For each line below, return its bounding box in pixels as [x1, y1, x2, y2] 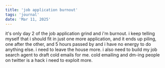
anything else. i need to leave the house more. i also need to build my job [5, 46, 158, 53]
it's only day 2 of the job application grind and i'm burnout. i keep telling [5, 31, 155, 37]
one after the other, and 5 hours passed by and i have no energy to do [5, 41, 151, 47]
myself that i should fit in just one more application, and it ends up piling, [5, 36, 157, 42]
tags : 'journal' [5, 12, 39, 17]
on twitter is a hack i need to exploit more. [5, 57, 93, 63]
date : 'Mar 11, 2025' [5, 17, 51, 22]
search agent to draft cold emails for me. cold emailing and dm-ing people [5, 52, 160, 58]
